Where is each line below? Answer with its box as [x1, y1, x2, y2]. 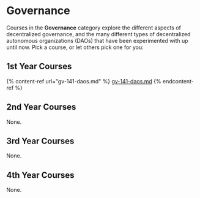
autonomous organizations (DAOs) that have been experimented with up [6, 37, 188, 44]
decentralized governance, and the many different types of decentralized [6, 30, 191, 37]
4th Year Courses [6, 170, 75, 180]
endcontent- [162, 77, 194, 85]
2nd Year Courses [6, 102, 76, 112]
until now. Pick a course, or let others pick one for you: [6, 44, 144, 51]
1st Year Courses [6, 61, 72, 72]
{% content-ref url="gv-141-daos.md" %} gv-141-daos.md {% [6, 77, 161, 85]
